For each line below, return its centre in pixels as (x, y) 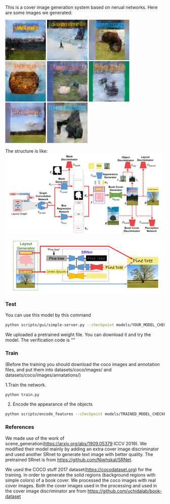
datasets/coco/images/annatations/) (43, 375)
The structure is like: (27, 151)
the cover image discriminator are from (46, 491)
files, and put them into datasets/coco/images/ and (58, 370)
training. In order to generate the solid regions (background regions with (80, 475)
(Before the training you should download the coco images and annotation (83, 364)
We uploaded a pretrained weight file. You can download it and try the (78, 335)
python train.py (22, 395)
